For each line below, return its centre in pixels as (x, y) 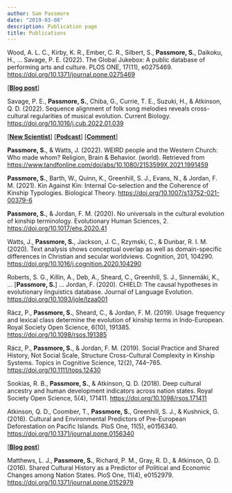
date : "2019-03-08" (35, 20)
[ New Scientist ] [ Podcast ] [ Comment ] (63, 137)
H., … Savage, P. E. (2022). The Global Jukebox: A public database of (106, 60)
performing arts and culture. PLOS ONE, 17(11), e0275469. (90, 67)
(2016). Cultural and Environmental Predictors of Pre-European (97, 419)
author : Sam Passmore (38, 13)
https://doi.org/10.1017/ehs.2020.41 (57, 228)
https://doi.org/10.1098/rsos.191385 (57, 335)
